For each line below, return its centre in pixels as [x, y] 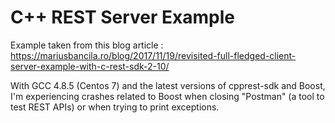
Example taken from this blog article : [87, 45]
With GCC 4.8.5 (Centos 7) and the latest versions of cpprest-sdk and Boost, [168, 85]
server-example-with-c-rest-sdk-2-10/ [90, 66]
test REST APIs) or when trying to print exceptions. [115, 107]
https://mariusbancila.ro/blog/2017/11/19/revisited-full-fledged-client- [153, 55]
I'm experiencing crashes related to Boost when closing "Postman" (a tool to [167, 96]
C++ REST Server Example [122, 17]
